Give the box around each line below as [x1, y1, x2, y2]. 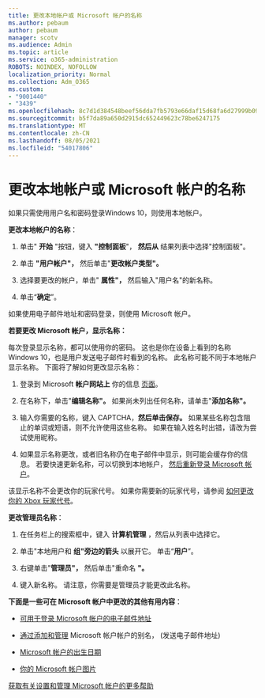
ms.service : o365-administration [8, 56, 118, 64]
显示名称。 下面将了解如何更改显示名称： [8, 362, 142, 372]
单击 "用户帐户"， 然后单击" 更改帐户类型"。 [19, 259, 163, 268]
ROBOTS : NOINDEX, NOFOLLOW [8, 63, 97, 71]
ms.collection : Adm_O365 [8, 78, 90, 85]
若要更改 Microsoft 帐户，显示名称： [8, 326, 128, 336]
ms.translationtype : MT [8, 122, 87, 130]
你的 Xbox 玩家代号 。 [8, 496, 77, 506]
